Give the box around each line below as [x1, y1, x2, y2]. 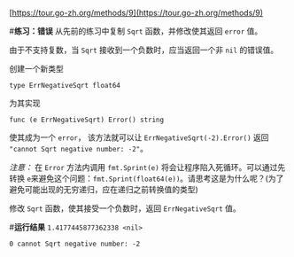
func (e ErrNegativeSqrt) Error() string [9, 115, 165, 124]
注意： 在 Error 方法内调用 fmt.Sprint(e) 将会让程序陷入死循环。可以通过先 [9, 162, 286, 172]
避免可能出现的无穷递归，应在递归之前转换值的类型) [9, 184, 199, 194]
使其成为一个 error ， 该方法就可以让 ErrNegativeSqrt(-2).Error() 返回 [9, 132, 269, 143]
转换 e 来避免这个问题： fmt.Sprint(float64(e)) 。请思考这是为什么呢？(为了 [9, 173, 284, 183]
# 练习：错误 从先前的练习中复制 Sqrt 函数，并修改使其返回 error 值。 [9, 26, 263, 36]
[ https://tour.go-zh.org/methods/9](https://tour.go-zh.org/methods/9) [9, 8, 264, 18]
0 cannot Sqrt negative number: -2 [9, 239, 141, 248]
